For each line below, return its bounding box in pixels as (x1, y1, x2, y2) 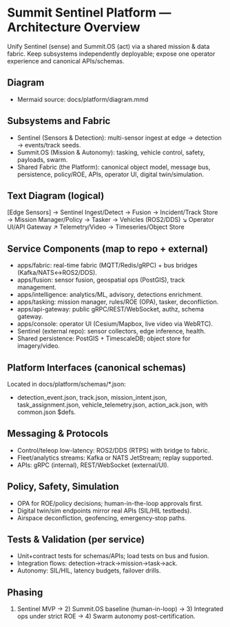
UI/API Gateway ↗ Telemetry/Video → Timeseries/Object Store (7, 223, 185, 232)
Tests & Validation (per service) (7, 534, 145, 546)
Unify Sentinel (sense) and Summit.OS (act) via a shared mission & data (7, 42, 210, 50)
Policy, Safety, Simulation (7, 481, 119, 493)
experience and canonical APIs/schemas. (7, 56, 125, 65)
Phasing (7, 586, 43, 598)
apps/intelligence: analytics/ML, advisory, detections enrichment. (17, 291, 203, 299)
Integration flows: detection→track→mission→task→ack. (17, 559, 178, 568)
